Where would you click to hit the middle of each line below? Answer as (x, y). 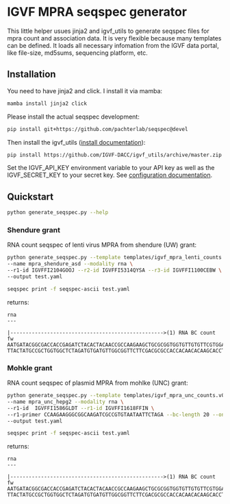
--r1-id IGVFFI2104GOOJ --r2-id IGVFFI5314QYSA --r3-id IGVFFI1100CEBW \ (115, 271)
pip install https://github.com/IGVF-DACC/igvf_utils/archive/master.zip (115, 155)
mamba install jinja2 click (47, 104)
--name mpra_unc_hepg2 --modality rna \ (66, 402)
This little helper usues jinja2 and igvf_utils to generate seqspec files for (108, 31)
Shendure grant (34, 230)
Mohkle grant (30, 368)
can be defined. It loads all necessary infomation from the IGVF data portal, (113, 45)
